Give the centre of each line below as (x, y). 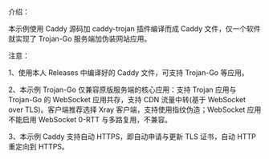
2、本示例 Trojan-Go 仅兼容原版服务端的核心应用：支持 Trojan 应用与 (122, 89)
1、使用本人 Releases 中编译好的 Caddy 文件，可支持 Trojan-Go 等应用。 (128, 73)
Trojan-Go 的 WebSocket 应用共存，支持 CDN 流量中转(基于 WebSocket (127, 99)
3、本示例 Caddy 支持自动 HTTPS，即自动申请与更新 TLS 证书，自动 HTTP (132, 137)
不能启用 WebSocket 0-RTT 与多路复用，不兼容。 (90, 119)
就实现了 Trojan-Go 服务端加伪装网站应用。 (80, 39)
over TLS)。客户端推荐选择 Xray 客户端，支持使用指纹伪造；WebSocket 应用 (135, 109)
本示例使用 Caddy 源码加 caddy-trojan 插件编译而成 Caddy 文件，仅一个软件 (134, 29)
